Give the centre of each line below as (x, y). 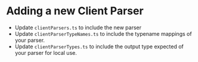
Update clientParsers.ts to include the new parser (78, 27)
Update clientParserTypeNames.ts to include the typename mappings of (103, 33)
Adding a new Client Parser (75, 11)
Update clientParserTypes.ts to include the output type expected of (99, 46)
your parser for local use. (46, 52)
